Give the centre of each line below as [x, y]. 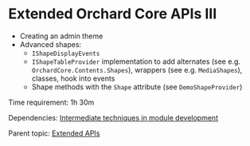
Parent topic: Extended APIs [54, 133]
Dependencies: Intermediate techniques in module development [113, 117]
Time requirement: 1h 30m [51, 102]
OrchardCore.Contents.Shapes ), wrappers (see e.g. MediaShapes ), [137, 69]
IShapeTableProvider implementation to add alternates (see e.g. [136, 61]
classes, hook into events [73, 78]
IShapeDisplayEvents [66, 53]
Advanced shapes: [51, 44]
